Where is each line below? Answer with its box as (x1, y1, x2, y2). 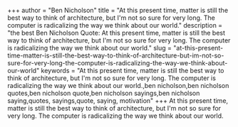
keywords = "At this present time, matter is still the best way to (41, 67, 224, 74)
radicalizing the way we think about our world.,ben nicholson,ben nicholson (7, 82, 229, 89)
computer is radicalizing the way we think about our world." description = (7, 21, 223, 29)
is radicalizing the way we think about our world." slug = (7, 44, 172, 52)
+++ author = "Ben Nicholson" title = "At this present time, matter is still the (7, 6, 229, 14)
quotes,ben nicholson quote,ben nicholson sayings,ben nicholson (7, 89, 200, 97)
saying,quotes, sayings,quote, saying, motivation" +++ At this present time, (7, 96, 229, 105)
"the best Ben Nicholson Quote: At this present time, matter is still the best (7, 28, 226, 37)
